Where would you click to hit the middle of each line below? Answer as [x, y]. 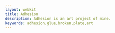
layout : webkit [21, 9]
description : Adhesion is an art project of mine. [58, 18]
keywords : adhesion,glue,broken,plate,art [49, 23]
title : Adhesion [22, 14]
